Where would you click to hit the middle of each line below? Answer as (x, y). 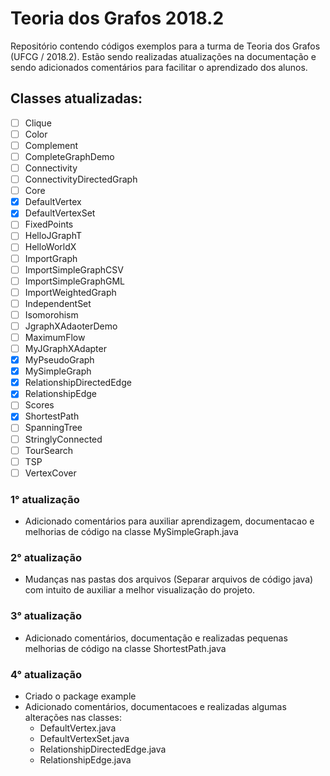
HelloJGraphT (53, 236)
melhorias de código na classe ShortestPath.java (125, 648)
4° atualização (46, 674)
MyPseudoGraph (59, 360)
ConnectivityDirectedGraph (81, 179)
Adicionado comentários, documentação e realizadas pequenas (156, 638)
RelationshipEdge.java (85, 759)
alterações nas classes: (73, 717)
